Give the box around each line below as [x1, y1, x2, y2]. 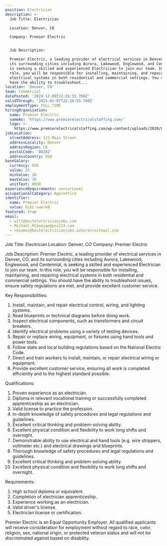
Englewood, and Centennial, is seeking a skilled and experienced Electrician [5, 262, 161, 268]
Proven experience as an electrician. [12, 390, 87, 396]
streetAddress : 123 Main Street [9, 135, 77, 140]
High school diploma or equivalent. [12, 488, 84, 495]
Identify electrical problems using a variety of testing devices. [12, 329, 139, 335]
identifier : [5, 195, 30, 200]
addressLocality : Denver [9, 140, 61, 145]
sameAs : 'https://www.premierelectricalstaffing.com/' [9, 117, 126, 122]
